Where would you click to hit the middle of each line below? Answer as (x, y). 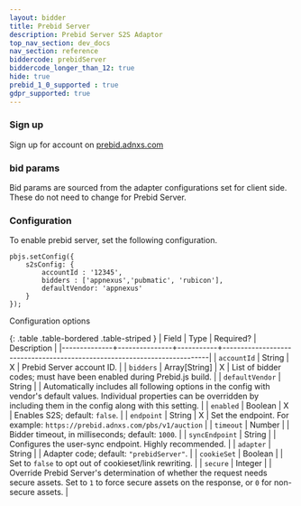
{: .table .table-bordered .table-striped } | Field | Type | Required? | (133, 339)
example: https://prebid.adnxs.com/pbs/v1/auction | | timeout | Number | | (150, 425)
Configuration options (50, 321)
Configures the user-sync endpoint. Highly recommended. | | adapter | (141, 445)
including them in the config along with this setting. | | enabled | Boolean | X (149, 406)
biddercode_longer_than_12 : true (72, 69)
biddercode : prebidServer (58, 60)
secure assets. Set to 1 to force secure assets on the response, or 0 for (141, 483)
